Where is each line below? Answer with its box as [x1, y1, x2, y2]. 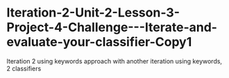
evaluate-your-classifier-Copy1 [6, 35, 192, 50]
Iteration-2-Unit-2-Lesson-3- [6, 5, 180, 21]
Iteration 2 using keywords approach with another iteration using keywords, [6, 57, 223, 65]
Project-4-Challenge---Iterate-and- [6, 19, 218, 35]
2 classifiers [6, 64, 42, 72]
